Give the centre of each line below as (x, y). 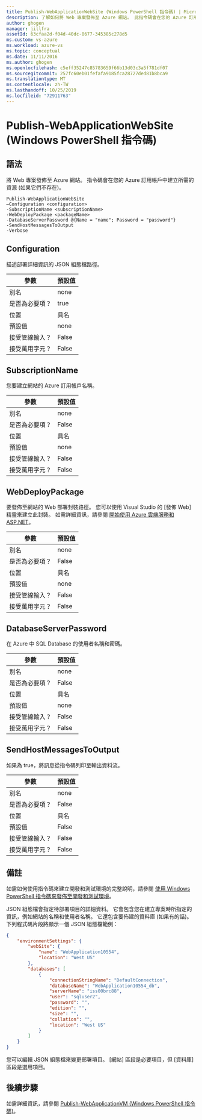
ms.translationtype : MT (36, 79)
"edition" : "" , (68, 1008)
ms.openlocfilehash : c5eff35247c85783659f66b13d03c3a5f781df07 (87, 68)
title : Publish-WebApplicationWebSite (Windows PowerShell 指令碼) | (94, 12)
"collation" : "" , (71, 1019)
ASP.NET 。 (20, 522)
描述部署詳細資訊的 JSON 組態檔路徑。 (55, 264)
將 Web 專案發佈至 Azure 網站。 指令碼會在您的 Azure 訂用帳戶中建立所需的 (100, 180)
